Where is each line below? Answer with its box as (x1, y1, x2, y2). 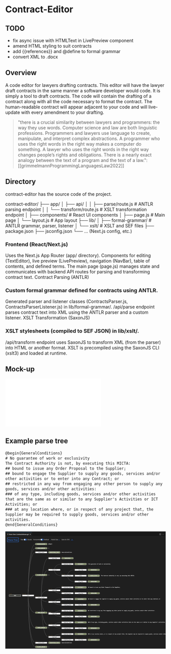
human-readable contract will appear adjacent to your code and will (5, 104, 148, 110)
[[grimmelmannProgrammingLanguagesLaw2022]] (17, 162, 125, 169)
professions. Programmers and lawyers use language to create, (17, 130, 151, 136)
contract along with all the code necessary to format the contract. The (5, 98, 153, 104)
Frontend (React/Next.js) (5, 241, 68, 248)
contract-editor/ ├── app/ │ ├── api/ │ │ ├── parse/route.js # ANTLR (5, 201, 154, 207)
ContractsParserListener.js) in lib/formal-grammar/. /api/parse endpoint (5, 304, 155, 310)
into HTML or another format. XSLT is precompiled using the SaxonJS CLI (5, 344, 159, 351)
